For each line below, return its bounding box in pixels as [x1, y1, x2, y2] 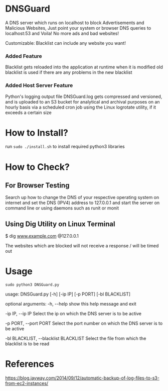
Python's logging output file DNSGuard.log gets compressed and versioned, [5, 93, 162, 100]
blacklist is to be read [5, 341, 50, 347]
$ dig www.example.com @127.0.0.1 [5, 233, 79, 239]
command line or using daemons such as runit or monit [5, 205, 119, 211]
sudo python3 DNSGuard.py [5, 282, 59, 287]
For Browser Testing [5, 181, 70, 190]
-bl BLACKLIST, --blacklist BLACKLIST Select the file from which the [5, 335, 146, 342]
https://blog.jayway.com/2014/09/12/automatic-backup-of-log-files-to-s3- [5, 375, 159, 381]
